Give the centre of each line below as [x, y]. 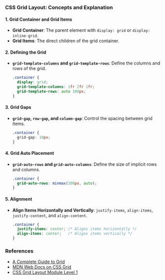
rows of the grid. [29, 69]
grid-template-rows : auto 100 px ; [52, 91]
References [19, 251]
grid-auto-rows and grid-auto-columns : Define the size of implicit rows [84, 164]
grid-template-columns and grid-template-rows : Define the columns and [86, 63]
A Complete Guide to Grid [39, 262]
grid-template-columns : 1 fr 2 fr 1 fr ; [56, 87]
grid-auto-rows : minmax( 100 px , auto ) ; [57, 183]
